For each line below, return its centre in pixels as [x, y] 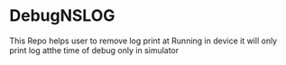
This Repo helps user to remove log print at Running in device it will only [143, 41]
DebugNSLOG [62, 16]
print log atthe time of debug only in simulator [94, 50]
